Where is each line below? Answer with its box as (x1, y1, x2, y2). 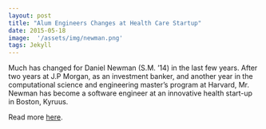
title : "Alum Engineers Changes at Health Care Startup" (8, 19, 202, 27)
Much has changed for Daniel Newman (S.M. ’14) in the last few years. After (8, 63, 258, 72)
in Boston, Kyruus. (8, 97, 69, 107)
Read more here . (8, 112, 63, 122)
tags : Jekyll (8, 41, 52, 49)
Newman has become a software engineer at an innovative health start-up (8, 88, 253, 98)
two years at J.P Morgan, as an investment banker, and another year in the (8, 72, 253, 81)
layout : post (8, 11, 52, 20)
